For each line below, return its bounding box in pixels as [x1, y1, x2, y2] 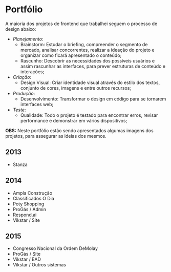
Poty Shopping [12, 201, 45, 207]
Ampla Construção [12, 190, 53, 196]
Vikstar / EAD [12, 256, 41, 262]
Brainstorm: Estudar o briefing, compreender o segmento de [20, 41, 148, 47]
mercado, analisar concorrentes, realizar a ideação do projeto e [20, 47, 155, 53]
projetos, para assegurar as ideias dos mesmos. [5, 133, 106, 139]
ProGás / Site [12, 251, 41, 257]
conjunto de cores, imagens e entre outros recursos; [20, 85, 132, 91]
